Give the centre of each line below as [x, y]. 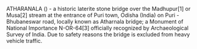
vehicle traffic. [24, 41]
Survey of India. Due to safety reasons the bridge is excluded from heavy [98, 34]
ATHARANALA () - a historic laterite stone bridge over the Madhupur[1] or [99, 9]
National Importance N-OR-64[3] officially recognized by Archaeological [98, 28]
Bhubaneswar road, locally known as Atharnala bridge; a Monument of [95, 21]
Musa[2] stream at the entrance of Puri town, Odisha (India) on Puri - [93, 15]
